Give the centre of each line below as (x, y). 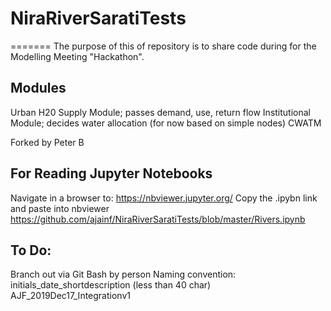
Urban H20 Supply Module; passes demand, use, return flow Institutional (160, 112)
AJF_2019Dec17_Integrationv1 (70, 296)
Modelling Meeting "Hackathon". (77, 56)
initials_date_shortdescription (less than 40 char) (111, 285)
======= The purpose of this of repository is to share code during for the (163, 46)
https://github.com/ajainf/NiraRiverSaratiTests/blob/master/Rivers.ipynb (158, 219)
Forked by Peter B (47, 142)
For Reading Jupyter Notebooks (111, 173)
